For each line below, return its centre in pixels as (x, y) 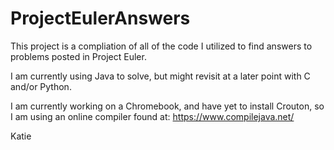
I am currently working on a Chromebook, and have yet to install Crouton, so (167, 106)
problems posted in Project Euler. (78, 56)
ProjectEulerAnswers (100, 18)
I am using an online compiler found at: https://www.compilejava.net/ (152, 116)
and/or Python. (41, 86)
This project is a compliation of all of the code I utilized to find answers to (161, 46)
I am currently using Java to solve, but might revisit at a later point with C (160, 76)
